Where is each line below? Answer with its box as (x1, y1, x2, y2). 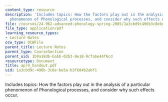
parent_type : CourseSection (5, 49, 64, 54)
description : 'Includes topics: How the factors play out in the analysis (5, 12, 164, 17)
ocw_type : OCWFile (5, 40, 43, 45)
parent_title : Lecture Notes (5, 44, 66, 49)
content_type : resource (5, 7, 55, 12)
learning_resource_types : (5, 30, 59, 35)
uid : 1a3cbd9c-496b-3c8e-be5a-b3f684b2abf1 (5, 68, 97, 73)
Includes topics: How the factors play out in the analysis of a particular (5, 81, 150, 87)
